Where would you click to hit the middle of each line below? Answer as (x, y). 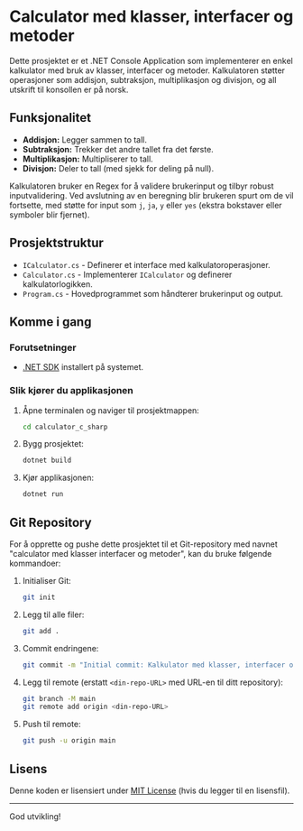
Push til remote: (51, 725)
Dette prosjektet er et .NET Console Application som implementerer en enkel (151, 60)
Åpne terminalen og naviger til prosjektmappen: (111, 410)
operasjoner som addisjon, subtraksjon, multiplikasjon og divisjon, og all (143, 79)
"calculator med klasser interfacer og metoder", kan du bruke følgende (141, 553)
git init (39, 597)
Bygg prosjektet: (53, 444)
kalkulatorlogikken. (57, 284)
